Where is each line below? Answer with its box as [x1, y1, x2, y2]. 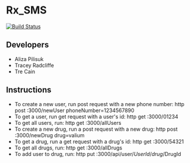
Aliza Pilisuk [14, 55, 44, 62]
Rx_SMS [6, 4, 47, 17]
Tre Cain [14, 68, 35, 75]
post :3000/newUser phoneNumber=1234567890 [14, 107, 134, 114]
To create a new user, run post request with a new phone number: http [14, 100, 185, 107]
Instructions [6, 85, 51, 95]
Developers [6, 40, 49, 50]
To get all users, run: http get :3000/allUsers [14, 119, 122, 126]
